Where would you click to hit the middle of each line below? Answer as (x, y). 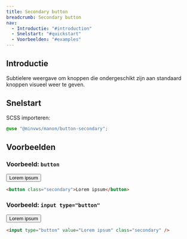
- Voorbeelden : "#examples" (47, 39)
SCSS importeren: (28, 118)
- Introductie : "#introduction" (52, 28)
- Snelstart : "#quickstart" (47, 34)
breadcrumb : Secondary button (44, 17)
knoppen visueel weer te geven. (46, 84)
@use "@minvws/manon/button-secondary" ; (57, 128)
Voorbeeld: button (33, 164)
